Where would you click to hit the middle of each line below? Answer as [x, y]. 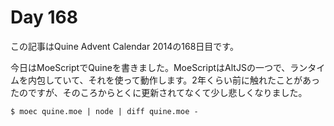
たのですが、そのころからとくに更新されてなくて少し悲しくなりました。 [159, 92]
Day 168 [44, 17]
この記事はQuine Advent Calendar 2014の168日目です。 [124, 46]
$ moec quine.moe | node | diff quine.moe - [104, 111]
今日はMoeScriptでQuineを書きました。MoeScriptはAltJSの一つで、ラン [159, 67]
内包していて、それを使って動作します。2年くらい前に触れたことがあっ [173, 80]
